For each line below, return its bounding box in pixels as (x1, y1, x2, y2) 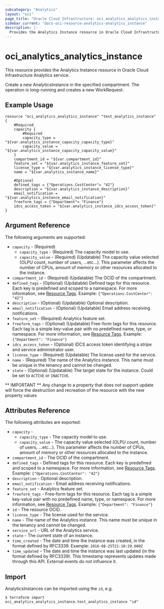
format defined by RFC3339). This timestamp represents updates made (12, 553, 156, 559)
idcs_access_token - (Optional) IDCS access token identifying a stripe (12, 341, 152, 347)
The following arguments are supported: (5, 234, 86, 240)
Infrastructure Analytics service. (5, 72, 70, 78)
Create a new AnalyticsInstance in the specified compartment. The (5, 82, 140, 87)
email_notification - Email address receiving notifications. (12, 481, 132, 486)
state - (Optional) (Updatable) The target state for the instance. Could (12, 367, 153, 373)
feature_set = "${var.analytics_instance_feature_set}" (14, 161, 130, 166)
